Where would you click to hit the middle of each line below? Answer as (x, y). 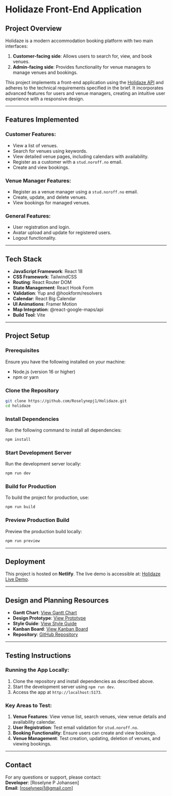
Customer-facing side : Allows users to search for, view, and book (82, 56)
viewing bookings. (32, 744)
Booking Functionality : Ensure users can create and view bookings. (85, 733)
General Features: (28, 216)
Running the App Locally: (37, 670)
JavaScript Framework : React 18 (48, 271)
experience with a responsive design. (45, 99)
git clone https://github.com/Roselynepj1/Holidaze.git (66, 401)
